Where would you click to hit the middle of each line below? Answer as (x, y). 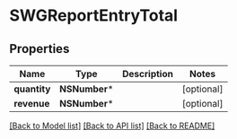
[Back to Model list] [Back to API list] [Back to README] (112, 126)
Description (148, 74)
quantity (32, 89)
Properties (39, 49)
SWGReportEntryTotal (93, 16)
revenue (32, 104)
